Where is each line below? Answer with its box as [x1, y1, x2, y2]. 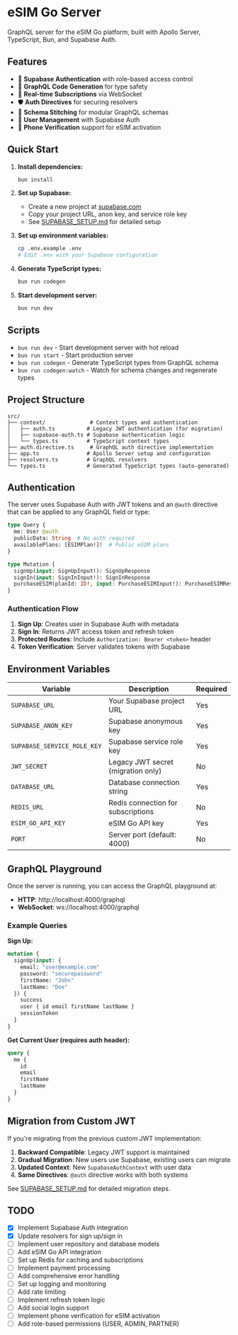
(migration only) [108, 766, 162, 776]
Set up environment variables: [17, 231, 109, 240]
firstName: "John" [20, 976, 74, 984]
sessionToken [20, 1010, 59, 1017]
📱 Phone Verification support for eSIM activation [17, 123, 161, 131]
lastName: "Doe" [20, 983, 69, 990]
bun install [17, 176, 53, 183]
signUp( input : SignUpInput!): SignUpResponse [13, 567, 151, 574]
